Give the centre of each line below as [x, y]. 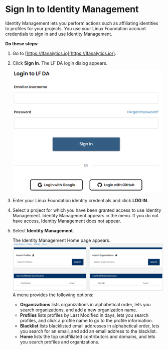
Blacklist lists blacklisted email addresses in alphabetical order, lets [90, 326]
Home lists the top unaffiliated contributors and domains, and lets [88, 337]
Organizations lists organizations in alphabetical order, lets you [86, 305]
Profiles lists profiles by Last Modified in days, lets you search [84, 315]
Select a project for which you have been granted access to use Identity [87, 210]
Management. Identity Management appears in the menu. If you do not [86, 216]
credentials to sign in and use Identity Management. [59, 34]
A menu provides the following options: [53, 295]
